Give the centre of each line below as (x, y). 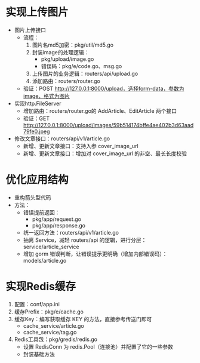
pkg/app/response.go (59, 225)
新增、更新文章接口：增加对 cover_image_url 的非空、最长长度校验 (105, 153)
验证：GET (36, 118)
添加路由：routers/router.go (66, 81)
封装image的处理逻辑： (61, 52)
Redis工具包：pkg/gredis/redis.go (56, 339)
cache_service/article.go (53, 325)
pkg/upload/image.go (67, 59)
